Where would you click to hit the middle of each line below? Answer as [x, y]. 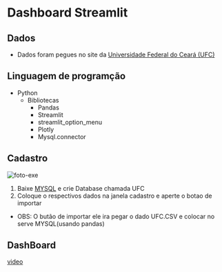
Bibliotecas [43, 100]
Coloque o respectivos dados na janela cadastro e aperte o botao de [114, 196]
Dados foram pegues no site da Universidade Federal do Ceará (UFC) [116, 54]
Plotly [46, 129]
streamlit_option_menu [70, 122]
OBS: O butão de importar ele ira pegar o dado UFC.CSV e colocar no [116, 216]
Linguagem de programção [67, 76]
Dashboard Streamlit [68, 13]
